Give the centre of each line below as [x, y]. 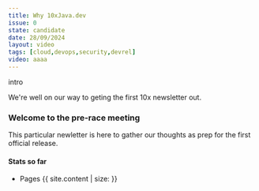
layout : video [32, 45]
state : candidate [37, 30]
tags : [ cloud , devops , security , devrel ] [72, 52]
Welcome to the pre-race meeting [74, 118]
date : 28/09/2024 [37, 37]
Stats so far [28, 161]
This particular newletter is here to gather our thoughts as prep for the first [129, 135]
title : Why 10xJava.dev [47, 15]
